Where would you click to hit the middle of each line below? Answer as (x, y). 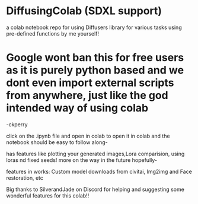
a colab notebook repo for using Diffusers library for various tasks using (94, 27)
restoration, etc (25, 178)
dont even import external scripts (90, 83)
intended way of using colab (77, 108)
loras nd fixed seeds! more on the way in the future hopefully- (82, 160)
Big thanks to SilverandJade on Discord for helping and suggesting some (95, 189)
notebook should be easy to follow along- (57, 142)
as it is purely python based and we (95, 70)
